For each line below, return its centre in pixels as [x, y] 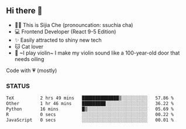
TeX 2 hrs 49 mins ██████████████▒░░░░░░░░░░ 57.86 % [90, 98]
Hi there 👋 [24, 11]
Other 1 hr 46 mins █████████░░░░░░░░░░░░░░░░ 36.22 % [90, 103]
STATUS [18, 86]
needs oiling [29, 59]
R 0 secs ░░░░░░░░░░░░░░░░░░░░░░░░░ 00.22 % [90, 114]
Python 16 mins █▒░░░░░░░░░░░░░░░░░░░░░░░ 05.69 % [90, 109]
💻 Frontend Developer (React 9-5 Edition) [65, 31]
